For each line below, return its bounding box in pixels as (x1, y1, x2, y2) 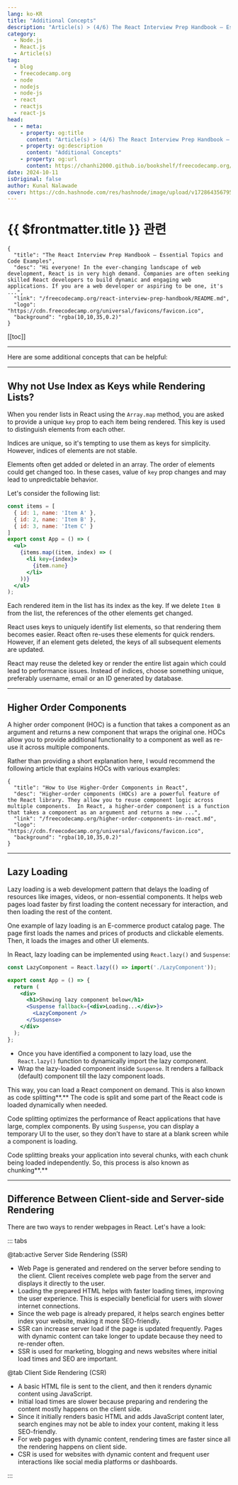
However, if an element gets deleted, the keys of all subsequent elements (7, 638, 222, 646)
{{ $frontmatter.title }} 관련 (7, 222, 166, 238)
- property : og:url (20, 156, 78, 163)
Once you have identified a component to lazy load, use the (17, 1049, 192, 1057)
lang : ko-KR (7, 10, 42, 18)
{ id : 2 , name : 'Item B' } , (13, 516, 97, 523)
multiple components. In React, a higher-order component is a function (7, 803, 230, 810)
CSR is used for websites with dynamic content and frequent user (17, 1450, 210, 1459)
